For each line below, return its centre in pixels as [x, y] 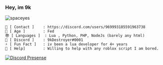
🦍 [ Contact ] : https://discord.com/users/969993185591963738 [75, 27]
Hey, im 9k [18, 7]
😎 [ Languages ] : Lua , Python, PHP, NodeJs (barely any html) [75, 36]
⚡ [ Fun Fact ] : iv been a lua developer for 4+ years [66, 44]
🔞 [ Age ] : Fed [30, 32]
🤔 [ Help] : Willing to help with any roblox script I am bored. [82, 49]
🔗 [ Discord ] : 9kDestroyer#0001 [44, 40]
